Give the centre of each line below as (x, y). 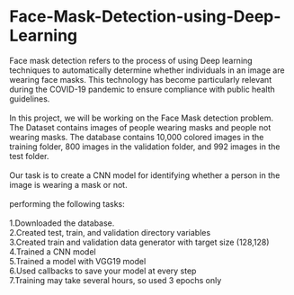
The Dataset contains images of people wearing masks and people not (140, 127)
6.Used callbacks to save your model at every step (103, 271)
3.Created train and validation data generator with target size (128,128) (139, 242)
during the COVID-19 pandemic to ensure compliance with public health (143, 89)
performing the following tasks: (67, 203)
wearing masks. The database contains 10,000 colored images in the (137, 137)
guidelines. (30, 98)
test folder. (29, 156)
